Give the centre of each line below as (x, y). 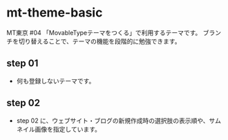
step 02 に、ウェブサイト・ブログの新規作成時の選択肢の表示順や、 (113, 120)
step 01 (22, 63)
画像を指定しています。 (68, 129)
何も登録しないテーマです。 (56, 81)
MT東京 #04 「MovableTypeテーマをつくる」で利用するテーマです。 (104, 32)
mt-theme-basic (55, 13)
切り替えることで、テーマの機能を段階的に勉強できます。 (99, 41)
